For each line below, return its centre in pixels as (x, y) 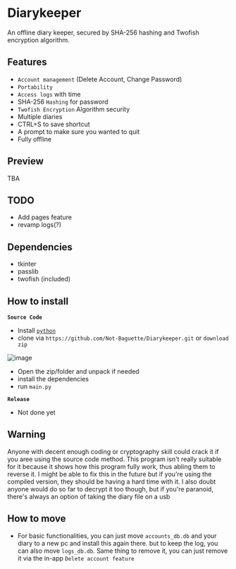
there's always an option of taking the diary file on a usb (89, 496)
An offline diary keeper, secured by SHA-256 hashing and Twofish (103, 32)
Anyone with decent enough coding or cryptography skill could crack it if (113, 451)
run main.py (34, 386)
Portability (35, 87)
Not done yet (36, 412)
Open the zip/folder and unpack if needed (78, 371)
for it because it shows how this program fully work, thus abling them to (111, 466)
